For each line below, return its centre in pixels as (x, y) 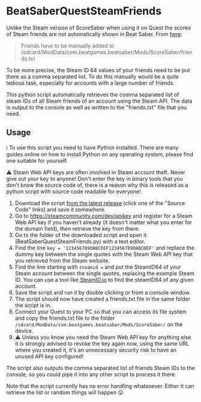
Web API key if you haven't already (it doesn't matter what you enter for (103, 222)
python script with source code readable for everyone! (73, 191)
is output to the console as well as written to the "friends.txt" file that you (97, 107)
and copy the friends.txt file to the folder (65, 318)
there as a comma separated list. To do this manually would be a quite (92, 76)
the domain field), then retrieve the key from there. (77, 228)
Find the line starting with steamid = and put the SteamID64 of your (98, 267)
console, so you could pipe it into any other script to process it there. (91, 374)
